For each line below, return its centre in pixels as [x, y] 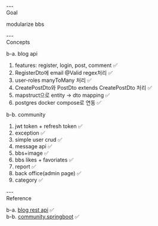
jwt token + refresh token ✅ [49, 126]
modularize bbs [25, 24]
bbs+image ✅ [32, 153]
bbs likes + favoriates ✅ [44, 160]
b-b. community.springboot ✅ [43, 216]
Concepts [18, 42]
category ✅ [29, 180]
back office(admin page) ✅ [48, 173]
